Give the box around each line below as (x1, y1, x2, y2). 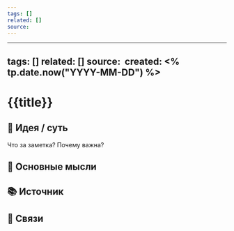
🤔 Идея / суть (7, 122, 68, 134)
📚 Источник (7, 186, 64, 198)
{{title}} (7, 94, 54, 110)
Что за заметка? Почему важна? (7, 140, 104, 149)
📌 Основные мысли (7, 161, 97, 173)
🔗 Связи (7, 212, 44, 224)
